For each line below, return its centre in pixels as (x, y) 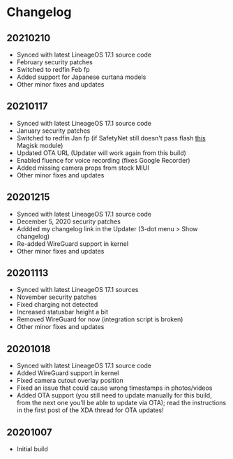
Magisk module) (40, 145)
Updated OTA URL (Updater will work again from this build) (101, 153)
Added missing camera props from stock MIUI (83, 168)
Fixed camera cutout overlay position (70, 381)
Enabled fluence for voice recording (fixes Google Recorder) (103, 160)
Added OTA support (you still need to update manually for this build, (114, 395)
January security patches (53, 131)
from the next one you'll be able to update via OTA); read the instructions (121, 403)
